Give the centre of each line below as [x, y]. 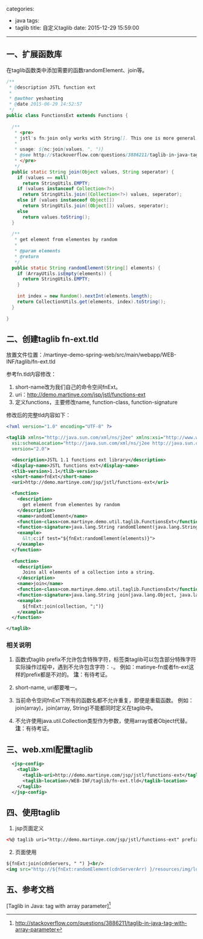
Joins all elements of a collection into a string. [89, 572]
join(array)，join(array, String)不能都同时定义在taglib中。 [85, 708]
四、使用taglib [33, 812]
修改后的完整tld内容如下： [39, 415]
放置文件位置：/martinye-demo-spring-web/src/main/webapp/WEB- [92, 355]
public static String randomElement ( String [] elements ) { [86, 268]
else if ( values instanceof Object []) [66, 200]
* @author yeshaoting [36, 99]
